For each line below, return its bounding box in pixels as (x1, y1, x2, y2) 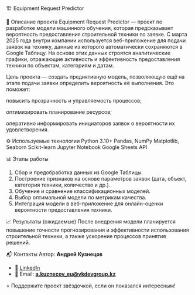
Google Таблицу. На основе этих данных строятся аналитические (6, 49, 171, 56)
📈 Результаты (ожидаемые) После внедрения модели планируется (6, 218, 176, 225)
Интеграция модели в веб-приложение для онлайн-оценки (14, 200, 163, 207)
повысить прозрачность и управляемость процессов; (6, 97, 142, 104)
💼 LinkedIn (14, 265, 40, 271)
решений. (6, 239, 30, 246)
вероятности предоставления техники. (14, 206, 112, 213)
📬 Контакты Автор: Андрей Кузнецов (6, 251, 103, 257)
